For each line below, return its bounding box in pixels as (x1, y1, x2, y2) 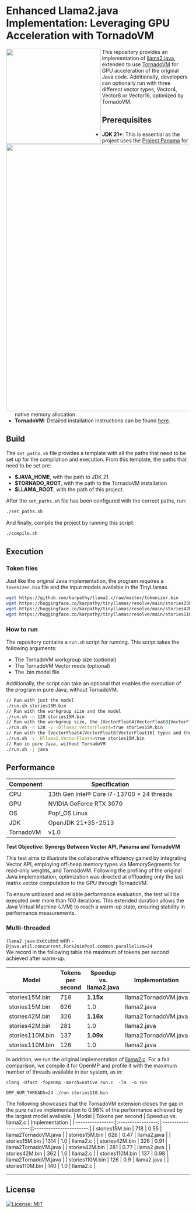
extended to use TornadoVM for (101, 60, 179, 68)
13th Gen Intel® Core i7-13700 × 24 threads (48, 790, 173, 798)
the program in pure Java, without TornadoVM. (6, 686, 118, 693)
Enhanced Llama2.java (6, 4, 118, 18)
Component (9, 780, 43, 788)
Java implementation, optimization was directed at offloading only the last (6, 873, 184, 880)
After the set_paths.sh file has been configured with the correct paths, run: (6, 497, 187, 504)
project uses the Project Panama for (101, 136, 188, 144)
